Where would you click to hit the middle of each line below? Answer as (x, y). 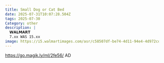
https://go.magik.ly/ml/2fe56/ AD (38, 55)
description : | (20, 28)
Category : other (21, 23)
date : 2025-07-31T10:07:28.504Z (38, 14)
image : (12, 42)
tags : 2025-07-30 (23, 19)
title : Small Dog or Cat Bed (35, 10)
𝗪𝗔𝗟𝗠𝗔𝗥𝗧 (20, 32)
